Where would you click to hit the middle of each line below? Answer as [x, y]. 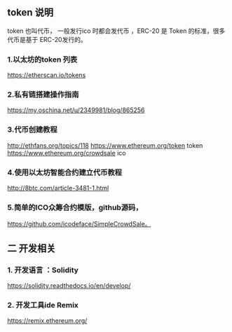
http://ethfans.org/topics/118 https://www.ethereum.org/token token [105, 145]
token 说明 [30, 13]
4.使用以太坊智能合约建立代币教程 [65, 172]
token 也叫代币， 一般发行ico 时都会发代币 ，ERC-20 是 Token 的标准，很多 [116, 31]
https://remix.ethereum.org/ [47, 321]
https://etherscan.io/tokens [47, 75]
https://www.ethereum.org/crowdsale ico [67, 153]
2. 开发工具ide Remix [43, 305]
